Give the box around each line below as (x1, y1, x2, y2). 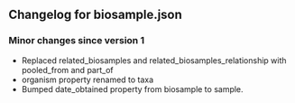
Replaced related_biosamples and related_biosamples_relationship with (21, 54, 287, 66)
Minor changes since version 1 (8, 34, 145, 47)
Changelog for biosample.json (8, 7, 182, 23)
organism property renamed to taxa (21, 74, 154, 85)
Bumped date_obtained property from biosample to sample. (21, 83, 244, 94)
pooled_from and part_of (21, 64, 114, 75)
